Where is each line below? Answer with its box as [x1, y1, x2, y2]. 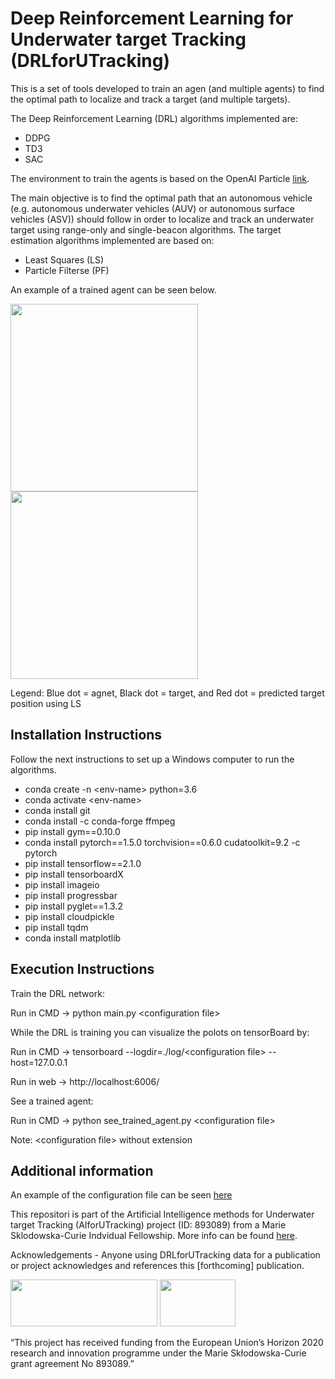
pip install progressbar [24, 889, 118, 901]
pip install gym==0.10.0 [24, 825, 121, 837]
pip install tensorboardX [24, 868, 124, 880]
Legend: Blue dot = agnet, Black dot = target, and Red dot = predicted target [10, 687, 325, 699]
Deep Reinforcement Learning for [10, 7, 294, 30]
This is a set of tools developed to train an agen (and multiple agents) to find [10, 82, 325, 94]
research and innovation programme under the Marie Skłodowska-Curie [10, 1347, 307, 1359]
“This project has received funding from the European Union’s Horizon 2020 [10, 1337, 324, 1349]
